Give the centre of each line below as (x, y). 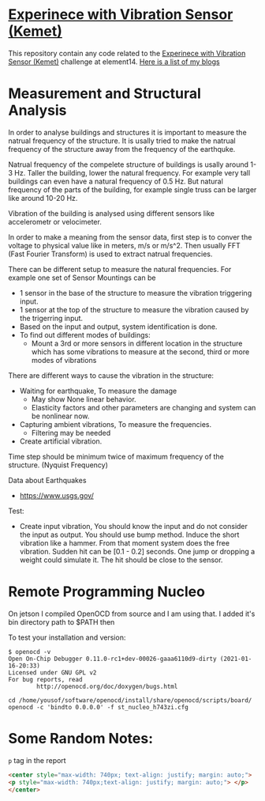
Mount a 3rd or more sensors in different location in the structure (137, 343)
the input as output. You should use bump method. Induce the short (129, 535)
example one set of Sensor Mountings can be (82, 278)
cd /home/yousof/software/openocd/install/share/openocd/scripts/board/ (130, 700)
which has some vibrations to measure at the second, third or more (140, 351)
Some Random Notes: (81, 739)
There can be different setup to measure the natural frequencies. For (120, 269)
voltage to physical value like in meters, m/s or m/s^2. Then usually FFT (124, 245)
